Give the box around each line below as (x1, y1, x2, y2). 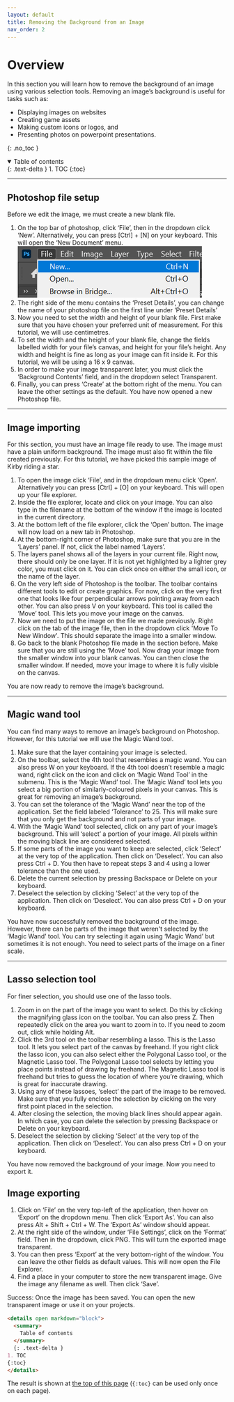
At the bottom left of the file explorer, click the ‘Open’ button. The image (17, 520, 224, 528)
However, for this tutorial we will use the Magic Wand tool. (7, 734, 174, 742)
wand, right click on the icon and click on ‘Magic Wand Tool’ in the (17, 770, 208, 779)
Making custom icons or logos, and (17, 123, 118, 132)
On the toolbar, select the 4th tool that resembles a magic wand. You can (17, 755, 227, 763)
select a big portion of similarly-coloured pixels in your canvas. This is (17, 785, 218, 793)
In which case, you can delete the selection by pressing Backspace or (17, 1116, 218, 1125)
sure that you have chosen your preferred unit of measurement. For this (17, 321, 223, 329)
